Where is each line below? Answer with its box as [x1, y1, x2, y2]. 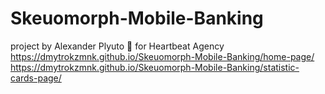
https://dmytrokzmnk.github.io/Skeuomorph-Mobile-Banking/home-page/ [10, 50, 315, 62]
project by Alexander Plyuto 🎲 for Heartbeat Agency [10, 40, 225, 52]
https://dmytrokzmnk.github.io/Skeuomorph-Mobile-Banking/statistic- [10, 61, 300, 73]
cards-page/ [10, 72, 62, 84]
